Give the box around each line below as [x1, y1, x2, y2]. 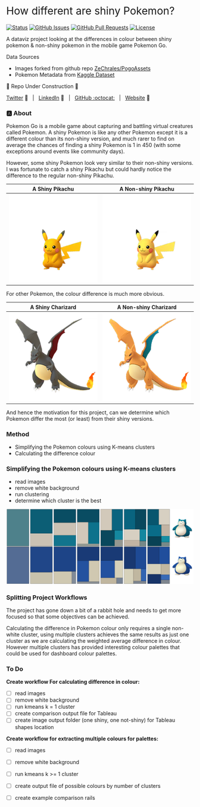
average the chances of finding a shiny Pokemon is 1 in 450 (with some [6, 142, 181, 149]
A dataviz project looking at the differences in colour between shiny [6, 35, 172, 42]
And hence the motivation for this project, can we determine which [6, 409, 170, 416]
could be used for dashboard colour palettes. [6, 650, 117, 657]
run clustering [14, 491, 49, 498]
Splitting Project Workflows [6, 593, 87, 602]
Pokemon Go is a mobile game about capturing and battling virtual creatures [6, 123, 193, 130]
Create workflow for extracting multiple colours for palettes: [6, 735, 159, 742]
